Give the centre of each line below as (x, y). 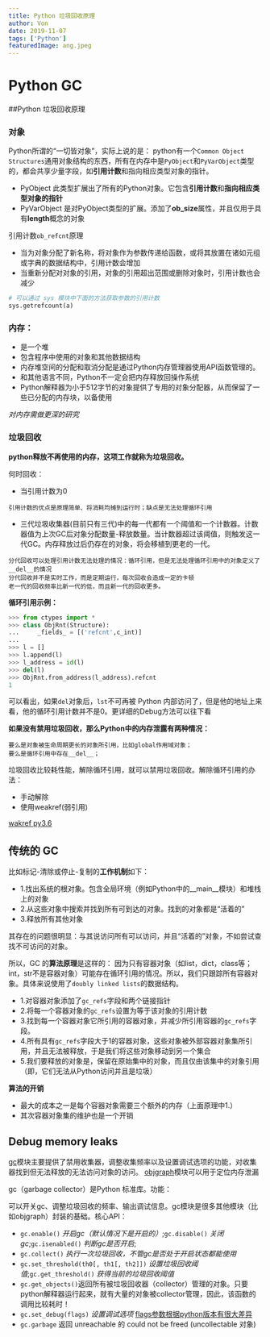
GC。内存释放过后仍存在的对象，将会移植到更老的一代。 (121, 544)
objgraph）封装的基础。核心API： (71, 1216)
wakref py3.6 (30, 823)
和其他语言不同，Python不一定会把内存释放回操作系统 (110, 377)
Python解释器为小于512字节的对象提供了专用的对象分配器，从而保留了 (136, 387)
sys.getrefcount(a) (41, 306)
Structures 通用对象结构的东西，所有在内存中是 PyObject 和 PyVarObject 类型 (131, 161)
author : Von (28, 23)
